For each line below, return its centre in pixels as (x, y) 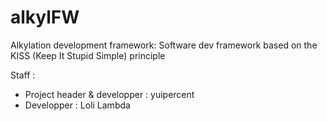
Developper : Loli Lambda (77, 105)
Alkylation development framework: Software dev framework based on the (164, 45)
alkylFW (45, 17)
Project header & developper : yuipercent (109, 94)
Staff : (23, 75)
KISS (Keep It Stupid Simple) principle (88, 55)
